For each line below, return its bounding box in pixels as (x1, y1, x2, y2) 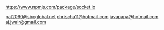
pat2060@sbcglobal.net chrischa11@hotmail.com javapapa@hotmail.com (5, 14, 159, 19)
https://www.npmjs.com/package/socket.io (5, 4, 96, 10)
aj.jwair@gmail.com (5, 19, 47, 25)
